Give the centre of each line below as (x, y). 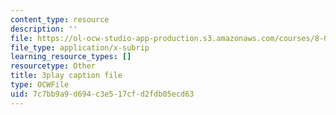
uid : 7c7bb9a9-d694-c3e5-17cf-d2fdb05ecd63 (102, 94)
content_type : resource (60, 19)
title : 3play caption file (66, 76)
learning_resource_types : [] (71, 57)
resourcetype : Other (53, 66)
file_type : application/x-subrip (80, 47)
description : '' (44, 29)
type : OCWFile (40, 85)
